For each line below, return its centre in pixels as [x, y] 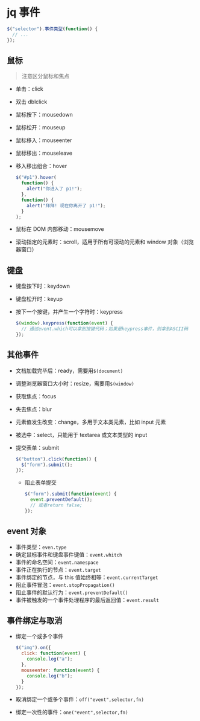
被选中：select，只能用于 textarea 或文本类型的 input [81, 435]
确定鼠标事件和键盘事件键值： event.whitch [69, 554]
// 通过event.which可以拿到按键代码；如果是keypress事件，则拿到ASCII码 [105, 329]
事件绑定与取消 [35, 620]
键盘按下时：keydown [43, 286]
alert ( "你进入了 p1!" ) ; [55, 189]
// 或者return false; [56, 505]
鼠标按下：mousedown [44, 115]
